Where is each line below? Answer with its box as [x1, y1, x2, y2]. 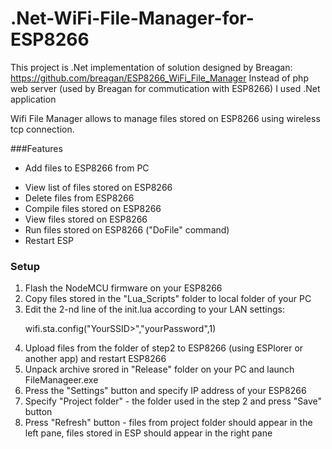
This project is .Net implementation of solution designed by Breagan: [10, 61, 293, 73]
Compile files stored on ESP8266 [24, 202, 162, 214]
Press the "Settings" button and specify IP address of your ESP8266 [24, 385, 307, 397]
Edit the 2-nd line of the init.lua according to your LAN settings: [24, 303, 285, 316]
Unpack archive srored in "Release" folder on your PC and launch [24, 363, 295, 376]
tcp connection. [10, 123, 75, 135]
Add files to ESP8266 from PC [24, 162, 150, 174]
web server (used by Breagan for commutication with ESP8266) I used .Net [10, 82, 321, 94]
